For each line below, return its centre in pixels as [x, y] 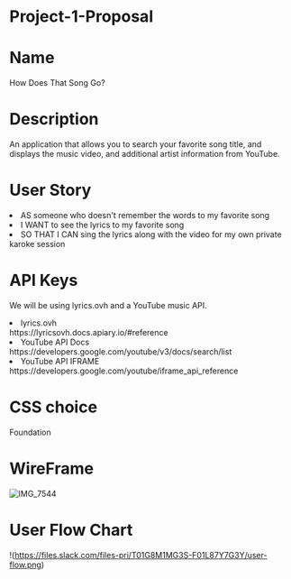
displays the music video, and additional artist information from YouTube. [145, 154]
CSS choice [53, 407]
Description [54, 119]
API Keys [44, 280]
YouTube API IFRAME [60, 361]
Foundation [30, 432]
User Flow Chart [71, 530]
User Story [50, 190]
